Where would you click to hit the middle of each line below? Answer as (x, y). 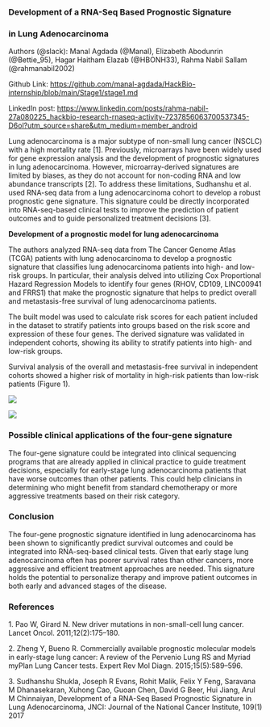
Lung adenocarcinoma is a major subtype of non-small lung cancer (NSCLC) (135, 141)
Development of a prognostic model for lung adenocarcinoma (114, 234)
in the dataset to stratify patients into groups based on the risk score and (129, 326)
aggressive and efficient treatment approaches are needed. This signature (132, 569)
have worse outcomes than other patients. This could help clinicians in (125, 478)
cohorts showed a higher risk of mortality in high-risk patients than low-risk (134, 376)
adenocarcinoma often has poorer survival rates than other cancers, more (131, 560)
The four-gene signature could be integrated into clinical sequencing (123, 453)
